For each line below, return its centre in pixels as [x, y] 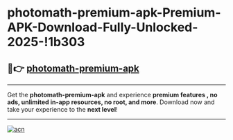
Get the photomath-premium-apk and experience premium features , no [112, 95]
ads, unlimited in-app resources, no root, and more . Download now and [111, 102]
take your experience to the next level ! [62, 109]
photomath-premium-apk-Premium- [114, 13]
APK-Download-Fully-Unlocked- [103, 27]
